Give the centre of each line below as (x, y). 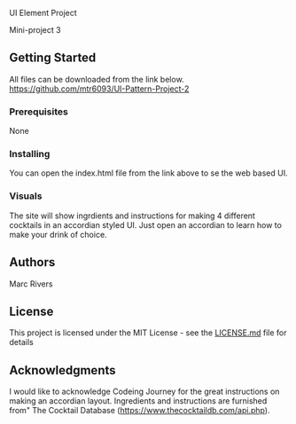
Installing (30, 154)
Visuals (26, 196)
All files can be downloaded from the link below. (97, 79)
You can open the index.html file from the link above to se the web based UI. (148, 173)
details (21, 342)
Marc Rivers (31, 284)
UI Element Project (43, 13)
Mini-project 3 (35, 30)
